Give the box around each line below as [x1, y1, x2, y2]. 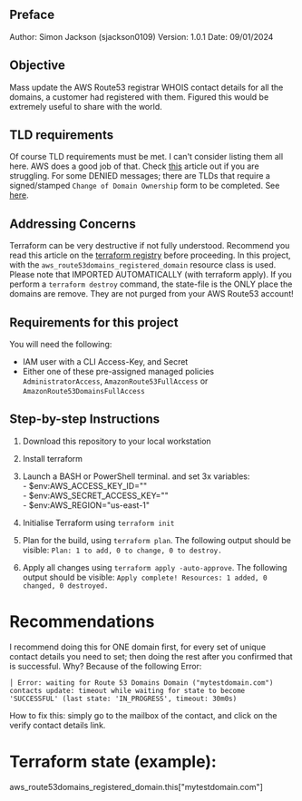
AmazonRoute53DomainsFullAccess [22, 387, 145, 396]
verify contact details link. [9, 719, 106, 730]
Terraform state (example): [9, 752, 218, 772]
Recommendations [9, 611, 155, 632]
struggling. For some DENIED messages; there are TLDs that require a [9, 171, 270, 181]
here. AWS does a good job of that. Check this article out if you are [9, 161, 260, 171]
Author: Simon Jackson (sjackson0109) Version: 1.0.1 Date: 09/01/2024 [9, 31, 274, 42]
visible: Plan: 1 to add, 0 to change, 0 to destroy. [22, 544, 222, 555]
